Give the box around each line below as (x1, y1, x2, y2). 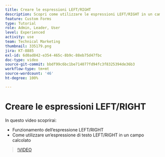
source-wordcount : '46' (5, 71, 54, 76)
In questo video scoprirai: (5, 117, 57, 123)
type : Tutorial (5, 21, 36, 26)
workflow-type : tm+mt (5, 67, 50, 72)
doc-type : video (5, 57, 38, 62)
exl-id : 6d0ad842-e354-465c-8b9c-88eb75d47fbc (5, 52, 102, 58)
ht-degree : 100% (5, 76, 38, 80)
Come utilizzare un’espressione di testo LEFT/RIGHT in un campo (12, 132, 144, 138)
